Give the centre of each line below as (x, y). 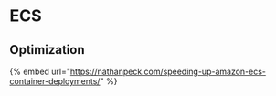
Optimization (47, 50)
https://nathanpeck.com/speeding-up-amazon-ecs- (168, 71)
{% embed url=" (40, 71)
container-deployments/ (55, 81)
